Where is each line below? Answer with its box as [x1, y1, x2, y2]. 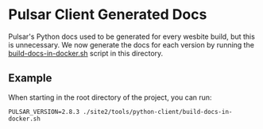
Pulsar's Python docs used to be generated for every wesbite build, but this [8, 32, 256, 41]
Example [8, 71, 52, 85]
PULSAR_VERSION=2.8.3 [8, 108, 80, 116]
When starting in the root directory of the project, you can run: [8, 93, 212, 102]
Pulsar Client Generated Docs [8, 6, 207, 24]
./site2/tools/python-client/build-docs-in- [83, 108, 233, 116]
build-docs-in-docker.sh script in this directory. [8, 48, 164, 58]
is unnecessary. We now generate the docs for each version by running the [8, 40, 254, 49]
